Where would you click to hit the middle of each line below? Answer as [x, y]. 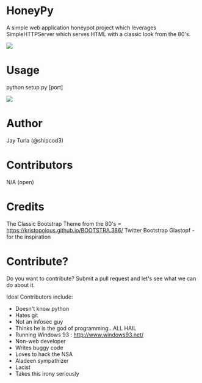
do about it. [21, 284]
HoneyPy [30, 11]
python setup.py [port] [35, 87]
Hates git [27, 315]
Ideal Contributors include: [40, 297]
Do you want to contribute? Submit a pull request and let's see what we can [101, 278]
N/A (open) [20, 182]
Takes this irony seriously [47, 373]
